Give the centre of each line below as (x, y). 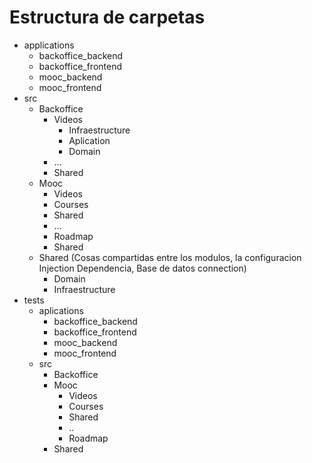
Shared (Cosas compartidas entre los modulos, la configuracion (170, 257)
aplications (61, 310)
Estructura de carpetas (107, 17)
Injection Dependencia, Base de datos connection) (142, 268)
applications (49, 45)
